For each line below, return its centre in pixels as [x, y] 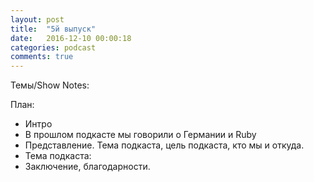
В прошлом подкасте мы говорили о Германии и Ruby [140, 135]
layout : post [37, 19]
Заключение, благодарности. [87, 167]
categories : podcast [53, 47]
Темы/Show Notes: [50, 85]
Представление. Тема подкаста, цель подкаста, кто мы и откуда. [164, 145]
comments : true [42, 57]
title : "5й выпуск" [53, 29]
